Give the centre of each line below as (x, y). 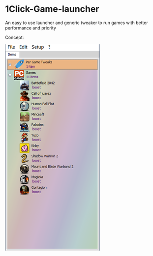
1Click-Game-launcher (52, 9)
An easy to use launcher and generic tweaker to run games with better (77, 23)
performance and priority (31, 28)
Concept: (15, 37)
